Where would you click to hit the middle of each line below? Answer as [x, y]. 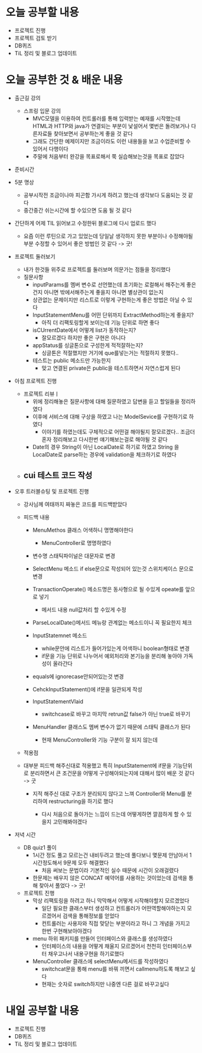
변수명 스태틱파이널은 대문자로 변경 [74, 555]
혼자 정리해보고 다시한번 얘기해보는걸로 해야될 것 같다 [104, 439]
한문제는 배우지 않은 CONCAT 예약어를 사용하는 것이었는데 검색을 [110, 878]
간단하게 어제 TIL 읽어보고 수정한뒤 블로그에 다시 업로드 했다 [85, 223]
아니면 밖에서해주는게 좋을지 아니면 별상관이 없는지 [104, 292]
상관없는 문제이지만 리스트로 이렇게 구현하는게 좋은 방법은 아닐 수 [109, 300]
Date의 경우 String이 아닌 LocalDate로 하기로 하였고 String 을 [106, 447]
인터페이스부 [177, 946]
